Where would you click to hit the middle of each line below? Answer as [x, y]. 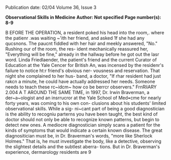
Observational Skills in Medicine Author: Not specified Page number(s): [83, 17]
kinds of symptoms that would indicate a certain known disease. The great [84, 130]
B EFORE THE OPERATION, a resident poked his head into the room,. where [85, 32]
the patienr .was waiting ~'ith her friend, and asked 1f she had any [75, 38]
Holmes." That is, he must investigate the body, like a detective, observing [83, 141]
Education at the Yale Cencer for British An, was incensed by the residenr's [84, 65]
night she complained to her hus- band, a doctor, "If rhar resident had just [83, 76]
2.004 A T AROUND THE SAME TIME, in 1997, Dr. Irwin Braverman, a [77, 92]
